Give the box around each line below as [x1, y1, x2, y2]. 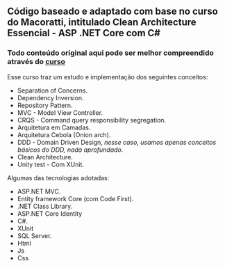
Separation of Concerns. [17, 86, 88, 95]
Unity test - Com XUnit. [17, 160, 85, 168]
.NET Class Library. [17, 202, 73, 210]
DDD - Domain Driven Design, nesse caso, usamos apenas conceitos [17, 138, 217, 146]
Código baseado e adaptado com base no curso [7, 6, 219, 17]
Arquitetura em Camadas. [17, 123, 91, 132]
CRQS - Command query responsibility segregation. [17, 116, 167, 124]
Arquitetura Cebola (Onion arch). [17, 130, 111, 139]
